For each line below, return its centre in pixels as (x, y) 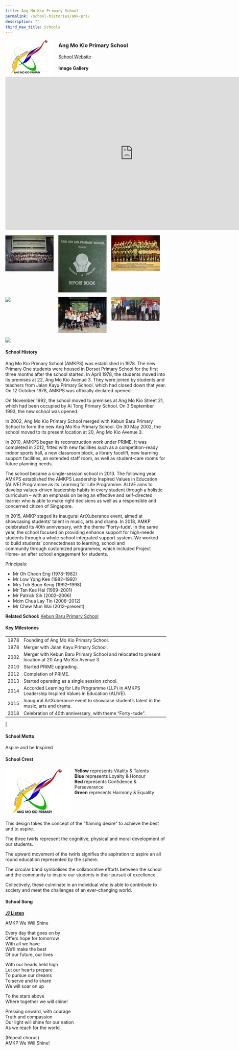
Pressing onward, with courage (38, 1011)
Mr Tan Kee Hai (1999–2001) (42, 590)
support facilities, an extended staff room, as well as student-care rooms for (85, 458)
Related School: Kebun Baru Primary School (52, 616)
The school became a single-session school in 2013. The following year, (81, 473)
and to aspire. (20, 829)
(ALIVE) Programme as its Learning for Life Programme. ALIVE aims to (79, 484)
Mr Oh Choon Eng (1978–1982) (45, 574)
